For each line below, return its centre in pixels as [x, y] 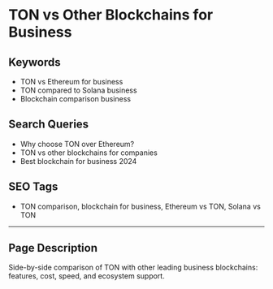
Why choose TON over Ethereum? [77, 144]
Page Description [53, 248]
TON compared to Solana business [78, 90]
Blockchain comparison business [76, 99]
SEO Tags [33, 187]
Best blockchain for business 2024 [78, 161]
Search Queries [49, 125]
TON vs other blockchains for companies [89, 153]
